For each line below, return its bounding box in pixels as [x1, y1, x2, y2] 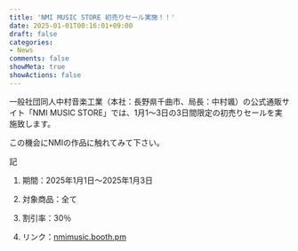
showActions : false [9, 71, 82, 80]
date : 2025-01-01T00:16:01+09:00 [9, 21, 133, 30]
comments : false [9, 54, 69, 63]
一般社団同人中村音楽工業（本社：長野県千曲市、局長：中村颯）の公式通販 [9, 96, 282, 106]
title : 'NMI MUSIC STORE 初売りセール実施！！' [9, 12, 175, 22]
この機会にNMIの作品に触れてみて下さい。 [9, 137, 165, 147]
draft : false [9, 29, 58, 38]
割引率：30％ [21, 212, 72, 223]
